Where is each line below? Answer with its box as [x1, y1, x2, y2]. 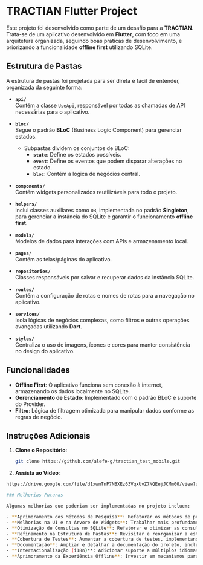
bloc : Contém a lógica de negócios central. [33, 170, 140, 177]
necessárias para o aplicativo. [14, 108, 90, 116]
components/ [14, 183, 45, 189]
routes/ [14, 286, 34, 293]
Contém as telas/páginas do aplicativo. [14, 255, 112, 263]
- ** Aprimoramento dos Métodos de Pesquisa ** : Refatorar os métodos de [6, 514, 190, 520]
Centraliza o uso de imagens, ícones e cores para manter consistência [14, 341, 190, 348]
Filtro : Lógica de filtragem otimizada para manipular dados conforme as [14, 407, 195, 414]
